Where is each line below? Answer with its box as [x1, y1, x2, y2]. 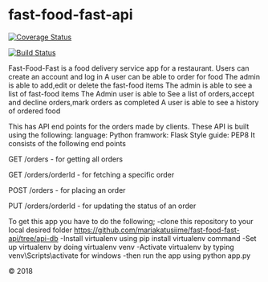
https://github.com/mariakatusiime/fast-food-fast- [73, 225, 241, 235]
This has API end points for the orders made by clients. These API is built [8, 121, 250, 131]
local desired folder [8, 225, 72, 235]
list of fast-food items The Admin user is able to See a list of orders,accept [8, 88, 255, 98]
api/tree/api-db [8, 233, 59, 243]
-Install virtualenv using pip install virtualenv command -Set [59, 233, 257, 243]
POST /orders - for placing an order [8, 185, 126, 194]
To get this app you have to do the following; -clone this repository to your [8, 216, 254, 226]
